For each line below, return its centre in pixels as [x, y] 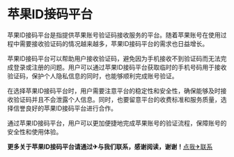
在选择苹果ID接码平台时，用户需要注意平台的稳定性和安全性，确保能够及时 [114, 91]
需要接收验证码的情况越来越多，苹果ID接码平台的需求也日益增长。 [114, 43]
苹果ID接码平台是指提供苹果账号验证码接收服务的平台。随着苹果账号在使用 [114, 35]
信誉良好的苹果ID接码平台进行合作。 [65, 108]
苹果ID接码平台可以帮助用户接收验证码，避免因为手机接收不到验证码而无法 [114, 58]
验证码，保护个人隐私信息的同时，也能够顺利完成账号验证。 [93, 76]
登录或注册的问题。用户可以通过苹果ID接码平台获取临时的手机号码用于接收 [120, 67]
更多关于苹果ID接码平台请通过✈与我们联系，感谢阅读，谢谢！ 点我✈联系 [110, 147]
